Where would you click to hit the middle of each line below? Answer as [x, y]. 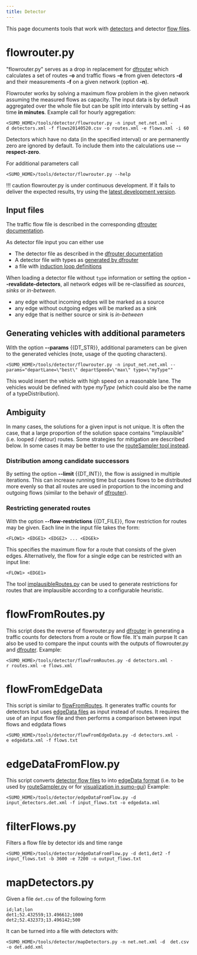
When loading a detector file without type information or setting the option [96, 278]
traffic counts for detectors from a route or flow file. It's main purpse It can [97, 637]
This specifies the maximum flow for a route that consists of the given [91, 549]
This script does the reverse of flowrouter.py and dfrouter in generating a [95, 631]
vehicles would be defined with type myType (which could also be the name [99, 387]
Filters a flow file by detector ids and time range [64, 843]
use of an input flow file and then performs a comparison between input [94, 718]
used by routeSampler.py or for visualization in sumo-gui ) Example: [88, 787]
